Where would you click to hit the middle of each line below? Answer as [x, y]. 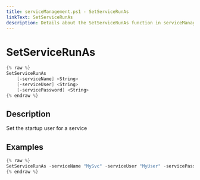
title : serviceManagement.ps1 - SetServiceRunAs [68, 12]
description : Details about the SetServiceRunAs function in [84, 23]
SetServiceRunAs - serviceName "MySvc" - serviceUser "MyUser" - [86, 166]
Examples [25, 147]
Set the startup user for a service [47, 128]
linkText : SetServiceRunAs [40, 17]
